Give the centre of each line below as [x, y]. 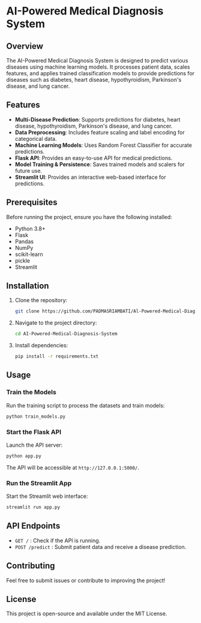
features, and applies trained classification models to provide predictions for [100, 73]
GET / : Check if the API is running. [58, 541]
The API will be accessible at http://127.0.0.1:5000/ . [73, 467]
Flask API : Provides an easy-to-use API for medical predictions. [94, 158]
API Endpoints [33, 526]
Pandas [24, 241]
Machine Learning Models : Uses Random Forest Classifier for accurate [103, 145]
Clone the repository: [41, 300]
